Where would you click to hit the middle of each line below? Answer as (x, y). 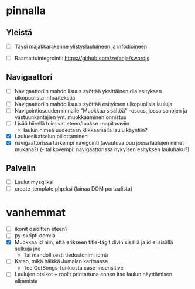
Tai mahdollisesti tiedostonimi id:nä (66, 255)
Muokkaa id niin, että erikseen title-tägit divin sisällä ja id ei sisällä (94, 242)
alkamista (26, 281)
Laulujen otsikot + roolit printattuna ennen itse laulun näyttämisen (93, 274)
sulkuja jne (28, 249)
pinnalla (26, 11)
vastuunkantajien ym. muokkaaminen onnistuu (71, 117)
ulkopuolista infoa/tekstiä (45, 98)
